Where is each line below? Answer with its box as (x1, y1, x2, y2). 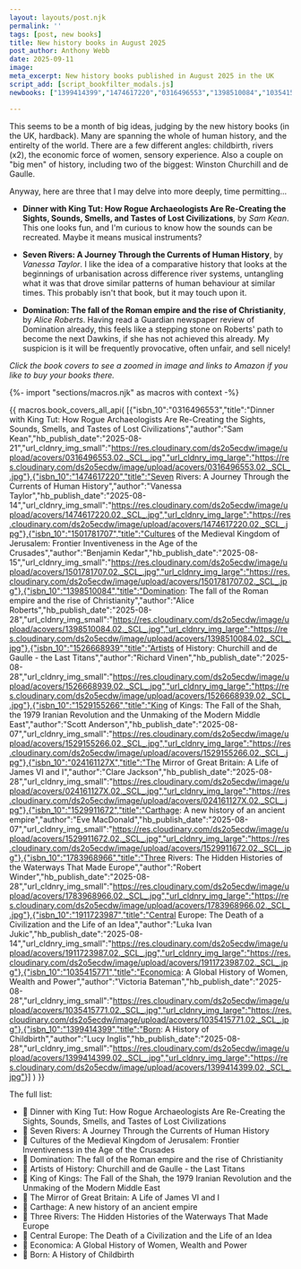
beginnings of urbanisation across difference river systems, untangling (21, 268, 284, 279)
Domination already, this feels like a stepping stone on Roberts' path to (21, 324, 284, 335)
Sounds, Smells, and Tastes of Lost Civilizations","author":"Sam (9, 423, 244, 434)
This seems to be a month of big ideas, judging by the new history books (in (9, 120, 289, 131)
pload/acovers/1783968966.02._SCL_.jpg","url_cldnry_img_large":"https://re (9, 890, 289, 901)
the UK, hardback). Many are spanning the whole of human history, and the (9, 130, 288, 141)
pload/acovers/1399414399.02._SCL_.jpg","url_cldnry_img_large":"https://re (9, 1052, 288, 1063)
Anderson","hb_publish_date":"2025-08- (88, 718, 239, 729)
